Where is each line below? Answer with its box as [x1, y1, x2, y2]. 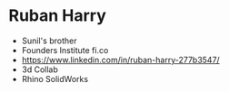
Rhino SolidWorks [21, 73, 88, 84]
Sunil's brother [21, 35, 77, 46]
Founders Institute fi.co [21, 44, 109, 55]
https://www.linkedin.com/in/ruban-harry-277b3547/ [21, 54, 220, 65]
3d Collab [21, 64, 58, 75]
